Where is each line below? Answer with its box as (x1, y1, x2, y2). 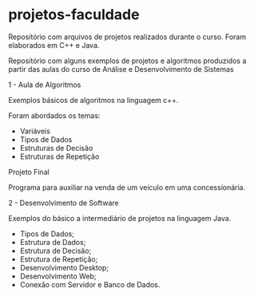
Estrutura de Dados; (19, 237, 86, 247)
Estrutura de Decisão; (19, 246, 92, 255)
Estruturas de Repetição (19, 152, 100, 161)
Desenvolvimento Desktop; (19, 262, 109, 272)
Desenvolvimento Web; (19, 271, 97, 281)
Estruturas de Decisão (19, 143, 93, 152)
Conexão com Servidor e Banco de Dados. (19, 279, 161, 289)
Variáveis (19, 126, 50, 136)
